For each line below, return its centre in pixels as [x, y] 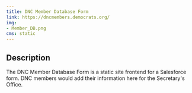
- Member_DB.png [26, 28]
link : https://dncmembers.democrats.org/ [58, 17]
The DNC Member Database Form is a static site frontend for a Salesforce [96, 72]
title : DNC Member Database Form [47, 12]
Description [28, 58]
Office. [15, 84]
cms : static [21, 34]
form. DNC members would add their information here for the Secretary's [95, 78]
